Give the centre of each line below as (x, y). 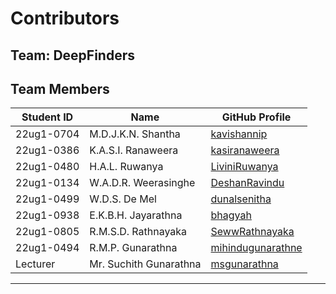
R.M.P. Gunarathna (133, 248)
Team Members (60, 88)
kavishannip (239, 134)
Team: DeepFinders (73, 55)
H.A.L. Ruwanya (126, 167)
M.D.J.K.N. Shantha (135, 134)
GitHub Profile (256, 117)
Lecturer (35, 264)
